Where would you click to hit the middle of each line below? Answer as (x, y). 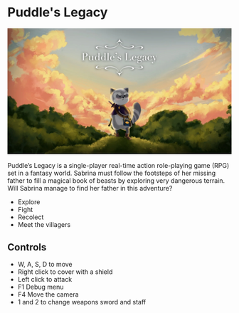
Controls (27, 247)
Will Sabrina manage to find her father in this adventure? (90, 189)
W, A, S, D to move (45, 265)
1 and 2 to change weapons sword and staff (82, 302)
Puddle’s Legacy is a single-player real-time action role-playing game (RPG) (118, 166)
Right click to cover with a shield (65, 272)
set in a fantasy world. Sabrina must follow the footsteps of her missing (112, 173)
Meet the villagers (44, 225)
